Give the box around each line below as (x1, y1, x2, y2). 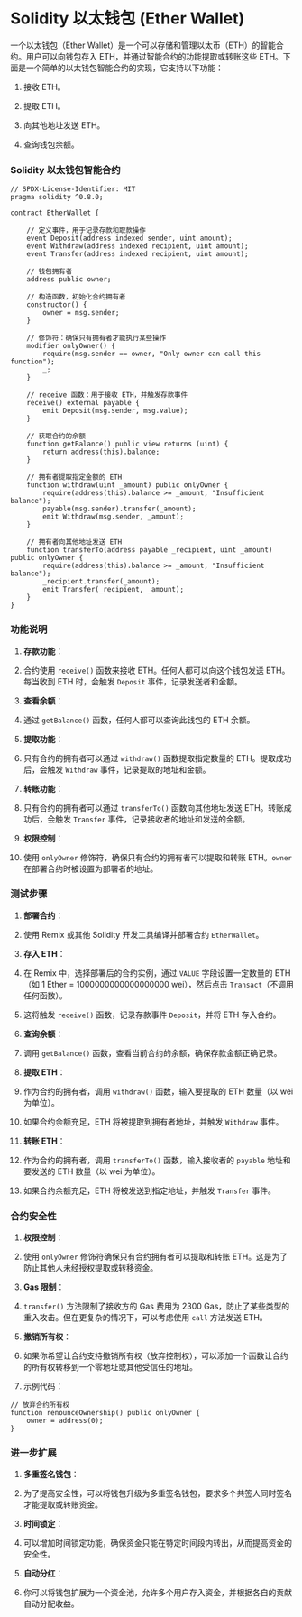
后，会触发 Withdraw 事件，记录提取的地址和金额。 (23, 764, 211, 775)
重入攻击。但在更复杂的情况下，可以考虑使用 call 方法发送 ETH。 (23, 1312, 269, 1323)
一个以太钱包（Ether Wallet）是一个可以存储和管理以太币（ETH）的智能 (10, 40, 276, 51)
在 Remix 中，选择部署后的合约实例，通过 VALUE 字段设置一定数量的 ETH (23, 967, 291, 978)
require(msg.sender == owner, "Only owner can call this (42, 349, 261, 359)
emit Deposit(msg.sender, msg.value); (42, 407, 188, 416)
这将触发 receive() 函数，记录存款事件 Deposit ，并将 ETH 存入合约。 (23, 1009, 281, 1020)
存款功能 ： (23, 646, 64, 657)
